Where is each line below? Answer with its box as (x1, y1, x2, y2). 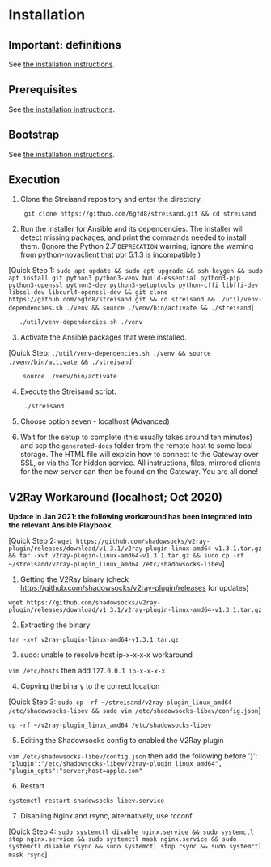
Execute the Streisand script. (19, 387, 117, 396)
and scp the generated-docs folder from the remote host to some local (19, 441, 253, 451)
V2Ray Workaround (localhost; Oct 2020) (8, 490, 222, 504)
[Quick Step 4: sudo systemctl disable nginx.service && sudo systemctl (8, 826, 254, 836)
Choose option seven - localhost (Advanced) (19, 416, 170, 426)
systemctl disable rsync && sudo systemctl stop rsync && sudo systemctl (8, 843, 263, 851)
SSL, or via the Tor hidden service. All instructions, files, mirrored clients (19, 458, 261, 468)
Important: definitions (8, 38, 121, 52)
